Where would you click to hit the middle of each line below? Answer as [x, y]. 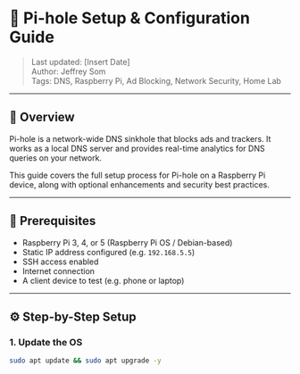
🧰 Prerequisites [53, 221]
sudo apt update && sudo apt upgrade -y [86, 361]
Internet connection [58, 270]
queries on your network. [56, 158]
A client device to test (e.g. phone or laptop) [103, 280]
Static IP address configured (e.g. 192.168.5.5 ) [108, 252]
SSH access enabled [60, 262]
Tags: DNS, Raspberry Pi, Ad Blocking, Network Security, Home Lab [156, 80]
